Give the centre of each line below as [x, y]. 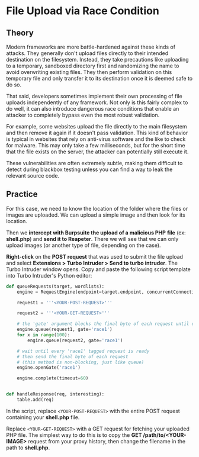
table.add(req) [36, 400]
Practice [22, 194]
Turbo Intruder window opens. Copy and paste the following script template [98, 269]
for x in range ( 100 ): [43, 335]
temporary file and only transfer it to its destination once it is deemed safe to [99, 78]
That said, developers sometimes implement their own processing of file [94, 96]
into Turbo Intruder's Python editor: [49, 275]
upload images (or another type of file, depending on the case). [84, 245]
